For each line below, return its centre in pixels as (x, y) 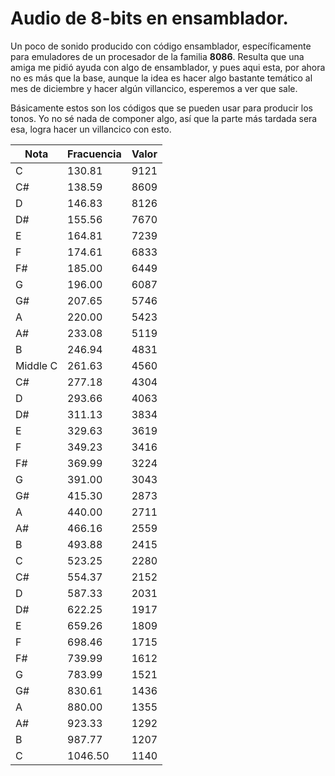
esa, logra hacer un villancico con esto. (91, 129)
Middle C (36, 365)
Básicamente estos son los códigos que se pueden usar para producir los (161, 108)
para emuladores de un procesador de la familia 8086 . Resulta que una (157, 56)
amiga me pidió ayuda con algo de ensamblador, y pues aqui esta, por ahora (168, 67)
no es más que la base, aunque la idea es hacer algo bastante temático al (161, 78)
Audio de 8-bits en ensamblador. (149, 18)
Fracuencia (94, 154)
